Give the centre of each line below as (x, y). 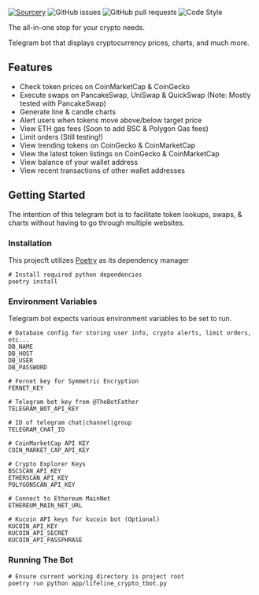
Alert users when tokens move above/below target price (111, 120)
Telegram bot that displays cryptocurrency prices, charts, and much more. (129, 43)
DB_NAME (21, 347)
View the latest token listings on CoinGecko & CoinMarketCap (119, 153)
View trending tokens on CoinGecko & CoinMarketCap (107, 145)
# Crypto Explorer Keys (47, 464)
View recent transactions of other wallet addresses (102, 170)
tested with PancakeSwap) (63, 103)
